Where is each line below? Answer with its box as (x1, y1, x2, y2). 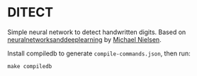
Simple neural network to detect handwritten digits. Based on (7, 28, 186, 36)
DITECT (7, 4, 54, 21)
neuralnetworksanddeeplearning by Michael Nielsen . (7, 35, 162, 43)
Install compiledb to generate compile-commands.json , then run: (7, 49, 191, 58)
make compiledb (7, 63, 52, 70)
